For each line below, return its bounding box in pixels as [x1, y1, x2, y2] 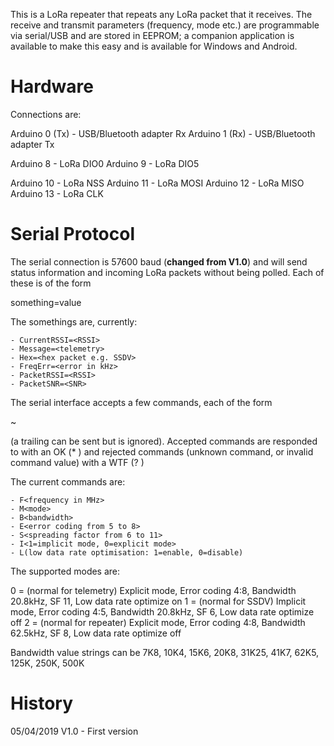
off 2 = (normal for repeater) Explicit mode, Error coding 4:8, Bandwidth [10, 616, 306, 628]
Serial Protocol [10, 223, 136, 246]
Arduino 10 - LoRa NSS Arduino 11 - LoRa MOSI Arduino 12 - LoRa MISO [10, 177, 305, 189]
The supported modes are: [10, 565, 121, 577]
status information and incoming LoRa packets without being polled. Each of [10, 266, 325, 278]
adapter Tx [10, 138, 55, 150]
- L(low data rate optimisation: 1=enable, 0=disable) [10, 547, 244, 558]
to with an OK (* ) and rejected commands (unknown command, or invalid [10, 445, 314, 458]
